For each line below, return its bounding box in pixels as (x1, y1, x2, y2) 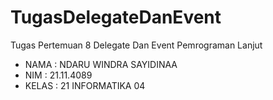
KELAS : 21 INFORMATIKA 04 (24, 79, 146, 91)
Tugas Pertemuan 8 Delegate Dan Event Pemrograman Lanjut (10, 39, 263, 51)
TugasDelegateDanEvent (10, 6, 222, 29)
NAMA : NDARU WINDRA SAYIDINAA (24, 58, 178, 70)
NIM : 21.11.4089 (24, 69, 93, 81)
